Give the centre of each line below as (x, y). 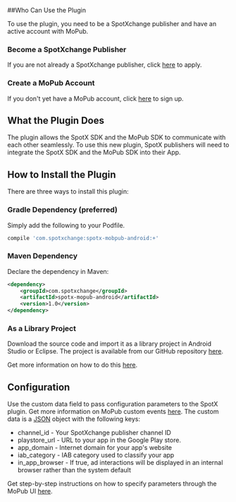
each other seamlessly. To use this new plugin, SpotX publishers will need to (118, 145)
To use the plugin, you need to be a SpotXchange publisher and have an (112, 24)
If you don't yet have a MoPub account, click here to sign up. (96, 99)
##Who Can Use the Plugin (47, 10)
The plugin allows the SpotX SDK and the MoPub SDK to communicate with (117, 137)
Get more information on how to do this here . (73, 365)
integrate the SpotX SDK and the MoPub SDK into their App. (94, 152)
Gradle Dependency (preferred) (62, 210)
